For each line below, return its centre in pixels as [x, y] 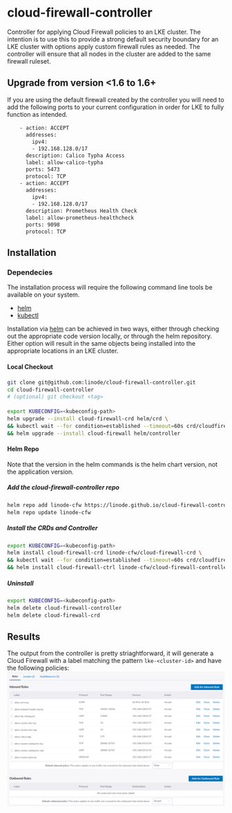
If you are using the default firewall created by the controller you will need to [116, 100]
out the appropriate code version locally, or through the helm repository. [110, 336]
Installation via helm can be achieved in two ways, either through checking [113, 329]
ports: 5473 [42, 169]
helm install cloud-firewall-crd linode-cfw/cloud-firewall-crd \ [105, 553]
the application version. [40, 471]
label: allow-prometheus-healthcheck [80, 218]
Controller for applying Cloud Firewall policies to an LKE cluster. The [104, 32]
